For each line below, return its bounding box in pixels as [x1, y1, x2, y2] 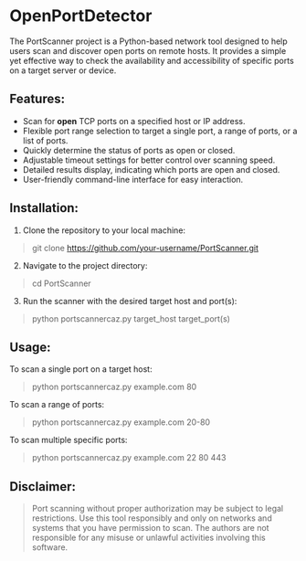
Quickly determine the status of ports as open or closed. [22, 144, 236, 155]
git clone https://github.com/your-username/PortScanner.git [31, 242, 259, 253]
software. [31, 542, 69, 553]
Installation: [9, 200, 79, 216]
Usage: [9, 339, 52, 355]
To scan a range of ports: [9, 399, 105, 410]
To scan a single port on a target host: [9, 364, 153, 375]
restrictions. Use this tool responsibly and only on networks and [31, 513, 272, 524]
